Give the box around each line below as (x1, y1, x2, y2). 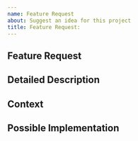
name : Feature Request (7, 10, 74, 18)
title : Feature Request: (7, 23, 81, 30)
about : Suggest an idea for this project (7, 17, 132, 24)
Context (7, 98, 44, 110)
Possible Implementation (7, 122, 120, 134)
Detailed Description (7, 74, 100, 86)
